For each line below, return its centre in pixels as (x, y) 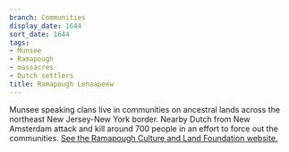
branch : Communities (48, 17)
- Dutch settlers (42, 76)
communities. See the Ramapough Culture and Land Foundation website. (144, 138)
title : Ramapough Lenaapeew (62, 84)
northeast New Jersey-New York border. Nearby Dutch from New (130, 119)
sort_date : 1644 (39, 34)
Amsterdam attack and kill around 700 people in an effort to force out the (144, 128)
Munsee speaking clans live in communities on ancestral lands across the (144, 109)
